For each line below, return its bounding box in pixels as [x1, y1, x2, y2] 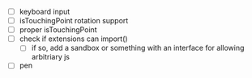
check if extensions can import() [19, 34, 128, 43]
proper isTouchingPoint [19, 25, 98, 35]
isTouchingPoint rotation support [19, 16, 129, 26]
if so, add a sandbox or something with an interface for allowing [31, 43, 245, 53]
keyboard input [19, 7, 70, 16]
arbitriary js [31, 52, 70, 62]
